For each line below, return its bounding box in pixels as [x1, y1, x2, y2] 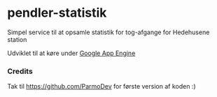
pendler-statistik [7, 5, 107, 21]
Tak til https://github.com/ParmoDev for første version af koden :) [7, 82, 196, 91]
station [7, 35, 27, 43]
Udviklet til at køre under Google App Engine [7, 49, 136, 57]
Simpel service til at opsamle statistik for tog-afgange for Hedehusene [7, 28, 210, 36]
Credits [7, 66, 33, 76]
